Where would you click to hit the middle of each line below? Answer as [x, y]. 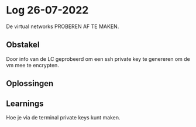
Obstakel [23, 45]
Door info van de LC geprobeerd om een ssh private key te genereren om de [98, 59]
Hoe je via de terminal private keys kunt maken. [63, 117]
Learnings [25, 103]
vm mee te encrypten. [33, 65]
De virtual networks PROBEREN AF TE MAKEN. [63, 26]
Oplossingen [30, 83]
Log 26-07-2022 [47, 10]
